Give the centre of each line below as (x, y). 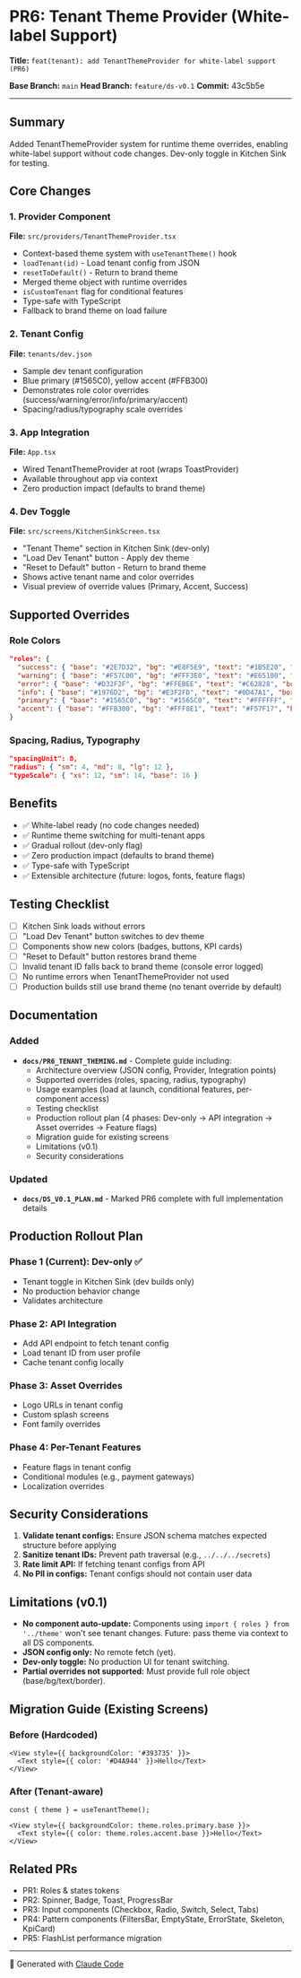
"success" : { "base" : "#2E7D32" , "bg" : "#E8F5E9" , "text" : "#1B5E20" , (152, 667)
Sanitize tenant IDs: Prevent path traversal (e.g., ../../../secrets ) (146, 1555)
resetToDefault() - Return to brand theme (100, 273)
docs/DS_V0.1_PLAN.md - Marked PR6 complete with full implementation (153, 1198)
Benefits (34, 803)
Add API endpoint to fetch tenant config (95, 1343)
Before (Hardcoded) (54, 1735)
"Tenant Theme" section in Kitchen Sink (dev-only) (116, 548)
